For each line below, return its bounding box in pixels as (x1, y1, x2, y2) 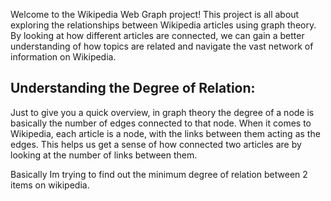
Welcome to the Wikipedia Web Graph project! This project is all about (10, 9, 300, 20)
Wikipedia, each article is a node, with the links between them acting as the (10, 127, 321, 139)
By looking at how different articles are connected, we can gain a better (10, 30, 305, 41)
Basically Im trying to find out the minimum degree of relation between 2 (10, 168, 308, 180)
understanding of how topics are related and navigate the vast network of (10, 40, 314, 52)
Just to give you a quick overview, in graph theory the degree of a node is (10, 106, 315, 118)
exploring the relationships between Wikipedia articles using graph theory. (10, 19, 317, 31)
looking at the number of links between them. (10, 149, 198, 161)
